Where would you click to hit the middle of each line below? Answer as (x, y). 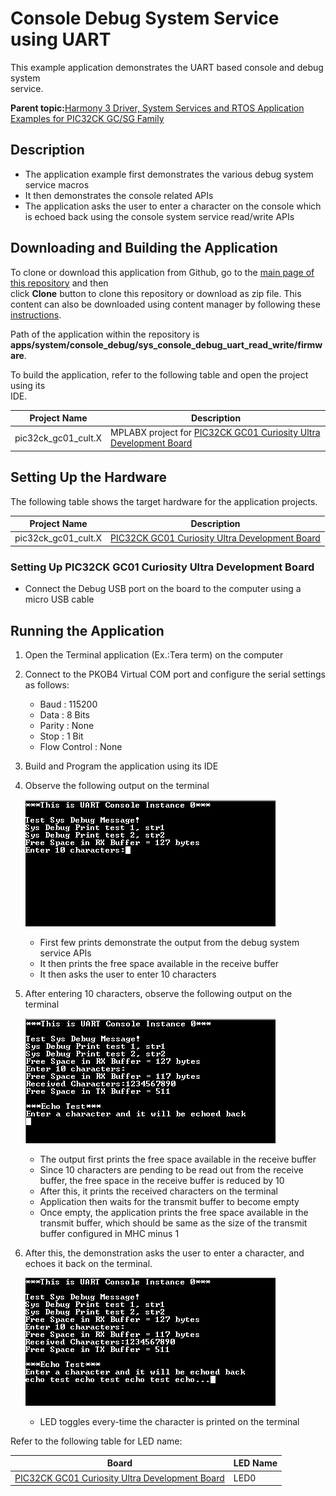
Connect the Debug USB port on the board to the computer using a (163, 589)
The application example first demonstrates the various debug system (169, 174)
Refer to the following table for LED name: (96, 1441)
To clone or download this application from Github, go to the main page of (162, 272)
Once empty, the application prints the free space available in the (174, 1212)
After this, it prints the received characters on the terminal (158, 1191)
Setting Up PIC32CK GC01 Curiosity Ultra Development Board (162, 567)
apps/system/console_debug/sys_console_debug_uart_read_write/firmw (166, 344)
